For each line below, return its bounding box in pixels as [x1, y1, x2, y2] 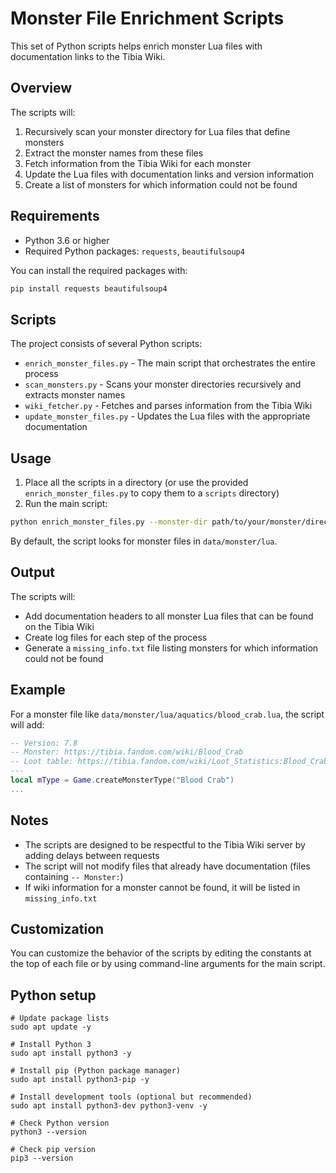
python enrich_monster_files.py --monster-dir [10, 517, 208, 527]
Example [10, 682, 66, 699]
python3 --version [10, 1127, 87, 1137]
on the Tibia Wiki [24, 620, 95, 632]
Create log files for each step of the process [24, 631, 208, 643]
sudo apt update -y [10, 1022, 92, 1032]
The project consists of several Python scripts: [10, 338, 203, 350]
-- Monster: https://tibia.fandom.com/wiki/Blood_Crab [10, 747, 244, 757]
